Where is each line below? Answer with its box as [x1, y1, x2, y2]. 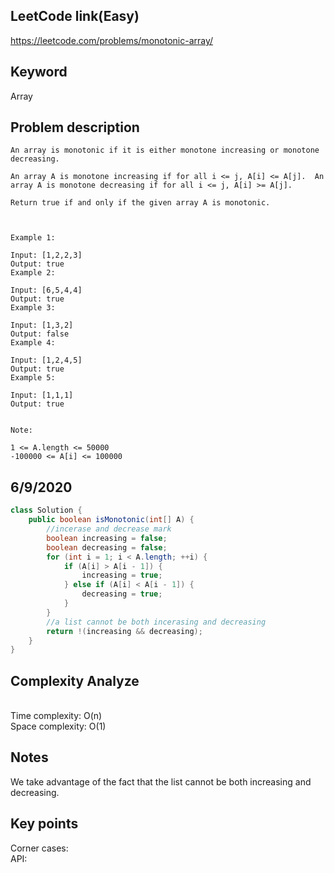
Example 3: [10, 303, 56, 313]
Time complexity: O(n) [10, 710, 103, 722]
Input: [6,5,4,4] [10, 285, 83, 296]
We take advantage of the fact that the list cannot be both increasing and [10, 775, 312, 788]
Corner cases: [10, 842, 69, 854]
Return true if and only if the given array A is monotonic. [10, 198, 271, 208]
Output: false [10, 329, 70, 339]
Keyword [10, 64, 68, 81]
